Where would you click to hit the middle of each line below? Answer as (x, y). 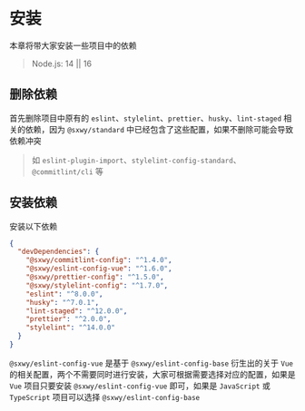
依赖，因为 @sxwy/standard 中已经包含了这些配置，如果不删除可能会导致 (159, 129)
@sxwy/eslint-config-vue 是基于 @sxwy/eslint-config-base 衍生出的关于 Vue (151, 363)
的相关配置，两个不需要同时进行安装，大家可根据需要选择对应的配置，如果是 (152, 374)
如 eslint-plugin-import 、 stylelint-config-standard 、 (136, 160)
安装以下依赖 (33, 226)
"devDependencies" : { (59, 252)
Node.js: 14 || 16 (62, 64)
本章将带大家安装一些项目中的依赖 (73, 45)
